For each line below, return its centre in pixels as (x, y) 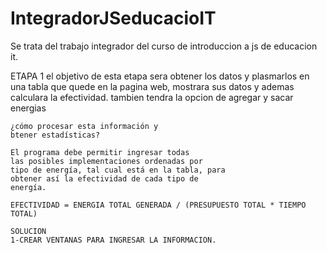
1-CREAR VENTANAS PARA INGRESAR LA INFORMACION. (113, 240)
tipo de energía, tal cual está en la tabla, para (118, 170)
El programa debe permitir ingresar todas (100, 152)
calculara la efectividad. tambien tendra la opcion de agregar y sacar (152, 97)
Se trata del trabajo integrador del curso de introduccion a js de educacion (164, 46)
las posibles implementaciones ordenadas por (106, 161)
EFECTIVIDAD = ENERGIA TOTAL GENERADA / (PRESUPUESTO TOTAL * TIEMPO (158, 205)
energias (28, 108)
